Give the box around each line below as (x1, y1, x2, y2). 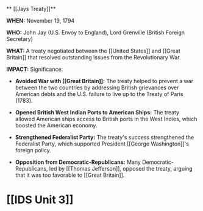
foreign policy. (15, 147, 52, 154)
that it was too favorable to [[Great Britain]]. (15, 171, 125, 179)
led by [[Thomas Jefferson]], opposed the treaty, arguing (49, 165, 193, 172)
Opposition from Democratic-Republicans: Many (15, 158, 141, 166)
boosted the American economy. (15, 122, 98, 129)
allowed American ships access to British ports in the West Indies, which (15, 116, 198, 122)
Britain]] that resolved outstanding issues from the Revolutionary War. (6, 54, 181, 61)
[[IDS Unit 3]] (6, 193, 74, 207)
